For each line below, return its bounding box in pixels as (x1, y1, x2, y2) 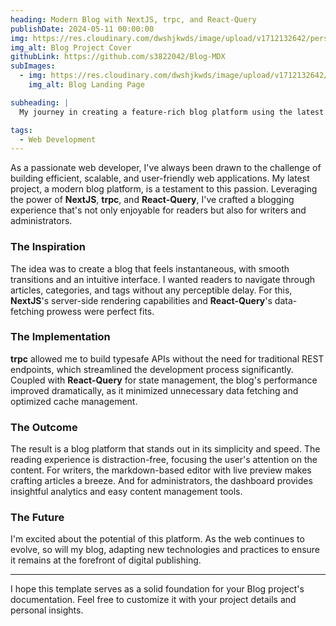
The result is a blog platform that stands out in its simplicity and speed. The (10, 443, 321, 455)
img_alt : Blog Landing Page (28, 80, 145, 90)
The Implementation (10, 330, 111, 344)
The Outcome (10, 420, 78, 434)
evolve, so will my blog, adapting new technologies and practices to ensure (10, 544, 321, 556)
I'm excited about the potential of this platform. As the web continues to (10, 533, 305, 545)
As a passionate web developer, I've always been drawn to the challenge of (10, 162, 322, 174)
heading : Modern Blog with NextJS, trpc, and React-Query (10, 14, 257, 25)
